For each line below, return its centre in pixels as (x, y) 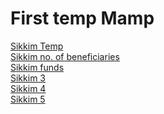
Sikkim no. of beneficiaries (65, 56)
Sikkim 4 (28, 88)
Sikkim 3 (28, 78)
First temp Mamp (82, 18)
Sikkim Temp (37, 46)
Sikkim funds (37, 67)
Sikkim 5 (28, 99)
